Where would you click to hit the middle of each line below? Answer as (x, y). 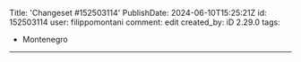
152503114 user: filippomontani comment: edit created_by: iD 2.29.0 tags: (145, 22)
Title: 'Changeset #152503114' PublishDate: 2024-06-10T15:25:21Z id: (138, 13)
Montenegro (45, 39)
